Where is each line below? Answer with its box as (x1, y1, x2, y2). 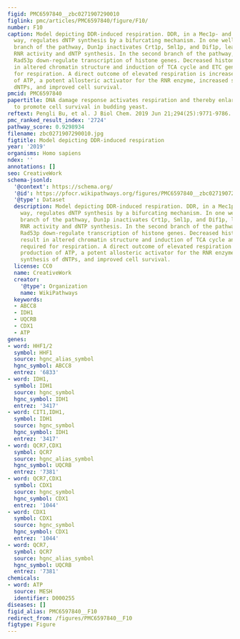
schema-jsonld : (7, 176, 53, 183)
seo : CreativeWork (7, 169, 62, 177)
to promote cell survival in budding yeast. (14, 104, 149, 111)
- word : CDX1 (7, 508, 46, 515)
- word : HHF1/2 (7, 342, 53, 350)
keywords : (14, 296, 43, 303)
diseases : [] (7, 601, 46, 608)
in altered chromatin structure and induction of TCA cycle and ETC (14, 64, 222, 71)
